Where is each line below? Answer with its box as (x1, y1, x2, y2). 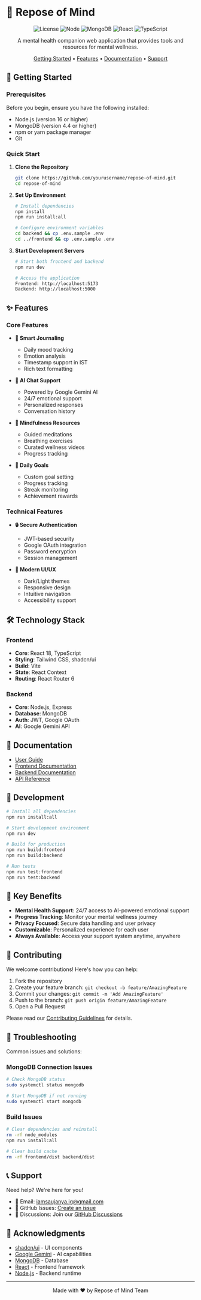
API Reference (14, 775, 51, 783)
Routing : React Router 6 (14, 675, 75, 682)
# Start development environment (6, 825, 90, 831)
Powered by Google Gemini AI (23, 388, 98, 396)
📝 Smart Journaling (14, 334, 65, 342)
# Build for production (6, 841, 66, 847)
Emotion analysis (23, 352, 66, 360)
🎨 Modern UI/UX (14, 566, 57, 573)
